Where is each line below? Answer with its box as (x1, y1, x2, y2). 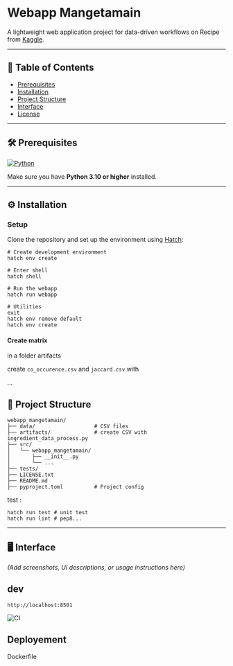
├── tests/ (7, 466, 39, 473)
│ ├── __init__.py (7, 453, 79, 460)
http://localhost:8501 (7, 602, 73, 608)
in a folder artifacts (7, 351, 61, 360)
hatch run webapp (7, 291, 58, 299)
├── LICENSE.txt (7, 471, 54, 479)
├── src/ (7, 441, 33, 448)
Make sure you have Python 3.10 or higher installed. (7, 172, 157, 181)
